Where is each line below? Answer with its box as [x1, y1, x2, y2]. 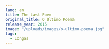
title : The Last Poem [5, 12, 52, 17]
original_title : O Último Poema [5, 17, 75, 22]
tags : [5, 31, 17, 36]
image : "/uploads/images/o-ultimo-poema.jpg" [5, 27, 104, 32]
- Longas [10, 36, 29, 41]
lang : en [5, 7, 24, 13]
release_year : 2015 [5, 21, 47, 27]
